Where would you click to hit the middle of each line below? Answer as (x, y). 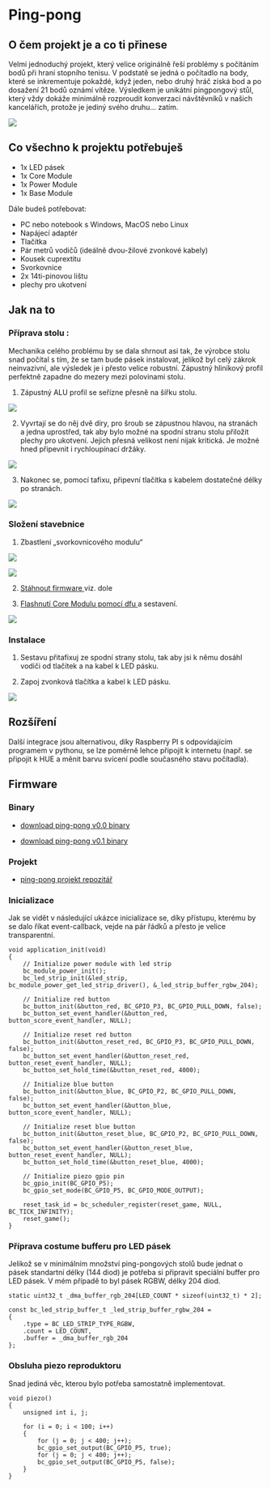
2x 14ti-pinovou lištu (54, 276)
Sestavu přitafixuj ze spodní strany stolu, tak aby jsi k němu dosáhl (131, 658)
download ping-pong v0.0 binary (75, 825)
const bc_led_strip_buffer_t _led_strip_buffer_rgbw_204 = (110, 1310)
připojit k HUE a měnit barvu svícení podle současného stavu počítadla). (129, 759)
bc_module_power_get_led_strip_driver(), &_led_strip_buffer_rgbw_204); (133, 986)
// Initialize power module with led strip (97, 964)
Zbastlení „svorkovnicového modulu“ (81, 542)
